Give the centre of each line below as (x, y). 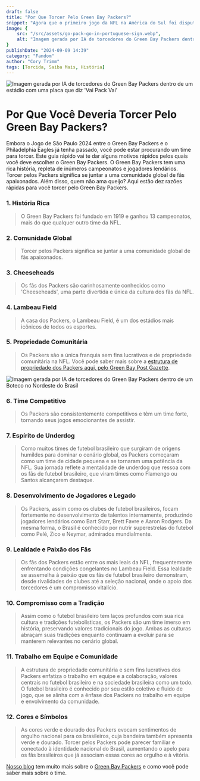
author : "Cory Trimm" (33, 61)
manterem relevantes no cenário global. (69, 641)
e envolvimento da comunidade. (60, 701)
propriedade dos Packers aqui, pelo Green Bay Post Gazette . (95, 367)
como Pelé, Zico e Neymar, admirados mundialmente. (86, 534)
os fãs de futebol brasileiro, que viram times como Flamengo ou (99, 474)
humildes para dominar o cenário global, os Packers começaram (100, 455)
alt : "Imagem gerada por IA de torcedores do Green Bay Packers (98, 39)
